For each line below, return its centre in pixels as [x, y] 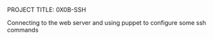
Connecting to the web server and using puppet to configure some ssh [107, 23]
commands [23, 30]
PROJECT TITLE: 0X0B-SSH [47, 10]
